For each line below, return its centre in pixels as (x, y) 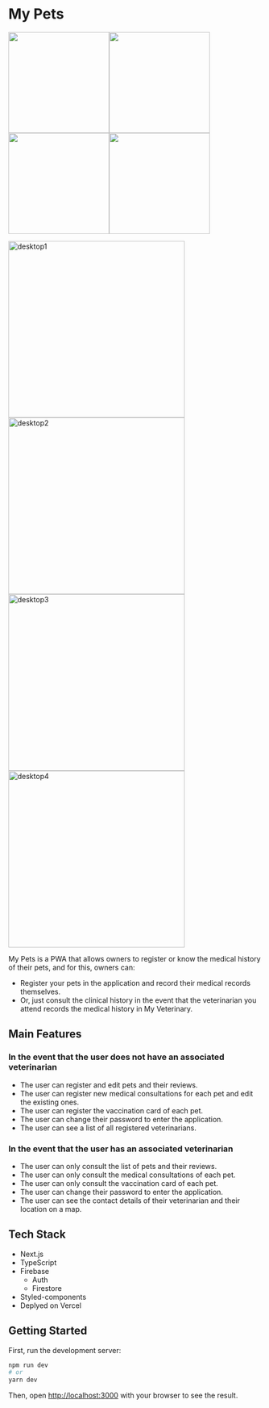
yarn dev (23, 1380)
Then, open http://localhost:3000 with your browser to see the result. (123, 1395)
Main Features (45, 1034)
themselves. (40, 991)
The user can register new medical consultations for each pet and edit (137, 1093)
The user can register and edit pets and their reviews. (109, 1085)
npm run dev (28, 1365)
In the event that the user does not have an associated (116, 1057)
